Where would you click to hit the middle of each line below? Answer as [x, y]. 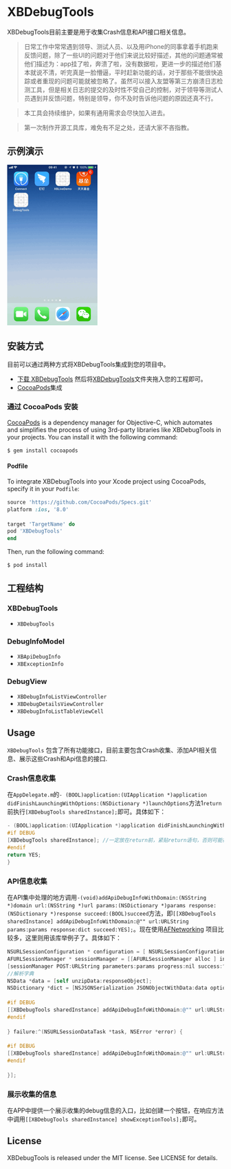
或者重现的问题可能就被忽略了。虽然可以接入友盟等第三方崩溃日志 [123, 81]
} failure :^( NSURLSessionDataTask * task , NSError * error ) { [95, 1032]
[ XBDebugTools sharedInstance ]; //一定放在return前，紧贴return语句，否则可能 [115, 840]
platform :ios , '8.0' [38, 509]
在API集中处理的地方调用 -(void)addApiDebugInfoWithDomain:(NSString [107, 897]
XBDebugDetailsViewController [60, 704]
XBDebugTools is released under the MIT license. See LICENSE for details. [112, 1157]
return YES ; [24, 855]
